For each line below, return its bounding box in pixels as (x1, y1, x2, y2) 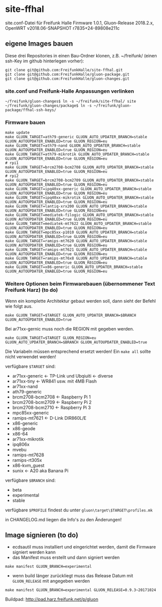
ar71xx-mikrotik (12, 436, 44, 442)
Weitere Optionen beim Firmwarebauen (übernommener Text (5, 280, 155, 287)
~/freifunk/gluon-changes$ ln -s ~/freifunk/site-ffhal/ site (5, 99, 136, 104)
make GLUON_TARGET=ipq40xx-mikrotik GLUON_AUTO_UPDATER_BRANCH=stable (5, 195, 154, 200)
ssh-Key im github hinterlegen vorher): (5, 58, 84, 64)
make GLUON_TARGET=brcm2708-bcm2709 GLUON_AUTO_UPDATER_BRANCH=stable (5, 178, 154, 183)
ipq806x (12, 441, 30, 447)
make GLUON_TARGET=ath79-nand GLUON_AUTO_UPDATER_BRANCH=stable (5, 143, 141, 148)
